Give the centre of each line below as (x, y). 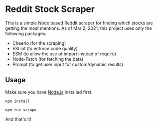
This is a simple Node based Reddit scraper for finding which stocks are (79, 23)
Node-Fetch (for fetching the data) (48, 59)
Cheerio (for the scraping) (39, 43)
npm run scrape (21, 110)
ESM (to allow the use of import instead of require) (64, 54)
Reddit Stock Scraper (50, 9)
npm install (17, 101)
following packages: (26, 33)
